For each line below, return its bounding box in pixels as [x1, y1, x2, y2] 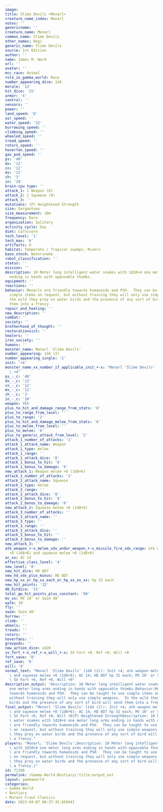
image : [5, 7, 18, 12]
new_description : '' [5, 310, 47, 316]
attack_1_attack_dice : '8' [5, 455, 60, 460]
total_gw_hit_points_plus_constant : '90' [5, 591, 90, 596]
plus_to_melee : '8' [5, 428, 45, 434]
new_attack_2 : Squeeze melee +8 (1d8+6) [5, 505, 88, 510]
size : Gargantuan [5, 207, 40, 211]
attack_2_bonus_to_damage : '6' [5, 501, 68, 506]
